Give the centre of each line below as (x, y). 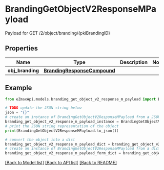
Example (19, 88)
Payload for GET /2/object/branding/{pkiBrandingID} (58, 33)
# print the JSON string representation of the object (62, 126)
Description (134, 62)
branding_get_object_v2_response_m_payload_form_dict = (63, 153)
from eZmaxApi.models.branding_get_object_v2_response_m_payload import (81, 99)
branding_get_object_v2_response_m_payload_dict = (58, 144)
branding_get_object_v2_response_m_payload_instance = (62, 122)
